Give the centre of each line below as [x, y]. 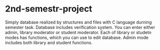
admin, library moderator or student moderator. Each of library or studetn [78, 32]
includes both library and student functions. [49, 42]
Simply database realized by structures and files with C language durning [79, 22]
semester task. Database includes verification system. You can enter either [80, 27]
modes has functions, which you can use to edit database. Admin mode [77, 37]
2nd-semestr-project [49, 9]
